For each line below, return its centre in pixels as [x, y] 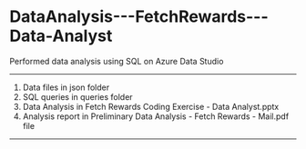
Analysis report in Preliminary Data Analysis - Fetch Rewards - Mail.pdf [156, 116]
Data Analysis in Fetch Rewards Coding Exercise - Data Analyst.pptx [151, 106]
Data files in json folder [66, 87]
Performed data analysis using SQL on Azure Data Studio [117, 61]
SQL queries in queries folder [78, 96]
